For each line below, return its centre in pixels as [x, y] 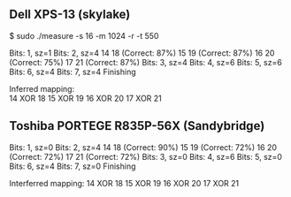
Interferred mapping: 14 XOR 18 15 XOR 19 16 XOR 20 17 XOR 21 [124, 183]
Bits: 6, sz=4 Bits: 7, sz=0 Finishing [73, 166]
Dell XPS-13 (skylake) [70, 15]
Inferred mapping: [42, 88]
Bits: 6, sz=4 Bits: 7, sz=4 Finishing [73, 72]
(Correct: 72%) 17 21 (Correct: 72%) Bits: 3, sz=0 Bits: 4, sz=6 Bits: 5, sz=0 [146, 156]
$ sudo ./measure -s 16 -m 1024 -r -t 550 [84, 35]
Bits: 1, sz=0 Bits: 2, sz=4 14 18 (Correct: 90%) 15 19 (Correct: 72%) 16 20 [143, 147]
